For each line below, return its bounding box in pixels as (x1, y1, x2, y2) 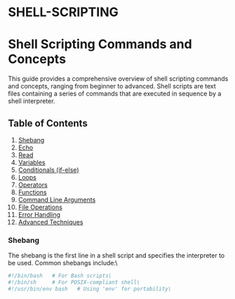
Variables (18, 158, 46, 166)
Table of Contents (8, 117, 88, 129)
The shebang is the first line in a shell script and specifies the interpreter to (8, 251, 225, 260)
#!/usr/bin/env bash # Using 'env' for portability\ (8, 285, 172, 292)
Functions (18, 187, 48, 197)
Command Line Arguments (18, 195, 96, 204)
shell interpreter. (8, 97, 55, 105)
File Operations (18, 203, 62, 211)
